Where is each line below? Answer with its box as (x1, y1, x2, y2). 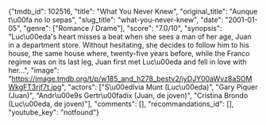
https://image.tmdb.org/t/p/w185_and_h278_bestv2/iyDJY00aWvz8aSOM (11, 74, 253, 83)
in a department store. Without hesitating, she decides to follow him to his (8, 40, 250, 50)
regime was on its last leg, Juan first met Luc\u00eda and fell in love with (8, 57, 248, 66)
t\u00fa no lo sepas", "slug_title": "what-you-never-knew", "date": (8, 15, 224, 25)
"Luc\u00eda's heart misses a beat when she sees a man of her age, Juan (8, 32, 252, 41)
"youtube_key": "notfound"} (8, 108, 100, 117)
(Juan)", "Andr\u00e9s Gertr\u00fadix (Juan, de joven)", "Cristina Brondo (8, 91, 249, 100)
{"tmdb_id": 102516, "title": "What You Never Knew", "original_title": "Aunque (8, 7, 258, 16)
